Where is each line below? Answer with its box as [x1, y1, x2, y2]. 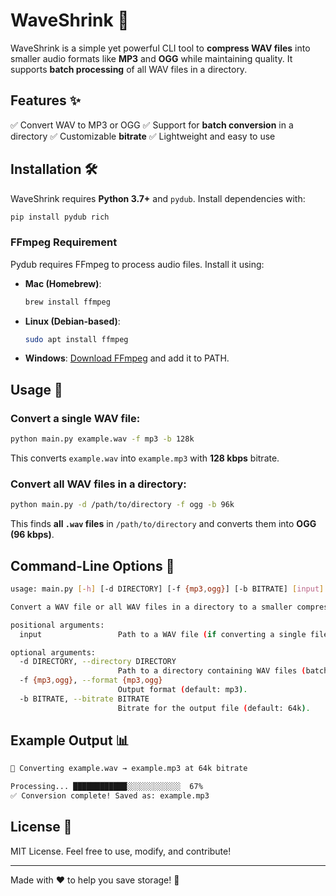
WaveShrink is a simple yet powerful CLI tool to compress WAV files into [10, 42, 311, 54]
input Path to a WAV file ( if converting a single [19, 629, 307, 639]
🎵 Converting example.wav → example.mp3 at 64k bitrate [10, 764, 248, 774]
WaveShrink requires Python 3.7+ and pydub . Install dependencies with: [10, 192, 306, 204]
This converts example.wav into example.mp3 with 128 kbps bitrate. [10, 452, 280, 464]
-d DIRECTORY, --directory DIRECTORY [19, 657, 177, 667]
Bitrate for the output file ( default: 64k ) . [117, 703, 311, 713]
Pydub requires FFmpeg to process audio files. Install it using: [10, 258, 265, 270]
